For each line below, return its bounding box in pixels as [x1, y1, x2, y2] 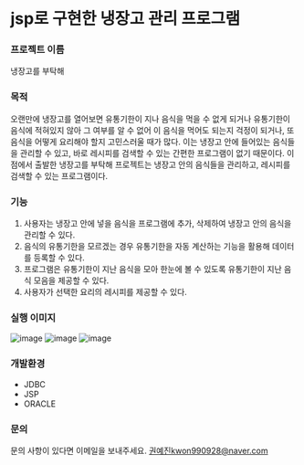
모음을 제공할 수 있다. [33, 275, 110, 286]
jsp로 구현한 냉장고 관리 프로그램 [10, 8, 241, 29]
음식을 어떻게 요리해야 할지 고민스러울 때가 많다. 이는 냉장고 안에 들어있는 [10, 136, 271, 147]
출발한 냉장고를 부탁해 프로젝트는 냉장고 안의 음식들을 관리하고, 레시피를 [34, 159, 291, 170]
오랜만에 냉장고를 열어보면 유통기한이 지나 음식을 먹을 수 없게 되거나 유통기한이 [10, 113, 291, 124]
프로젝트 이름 [10, 43, 65, 56]
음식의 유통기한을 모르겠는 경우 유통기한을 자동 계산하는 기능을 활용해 [23, 241, 270, 252]
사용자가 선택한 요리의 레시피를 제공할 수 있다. [23, 287, 188, 298]
